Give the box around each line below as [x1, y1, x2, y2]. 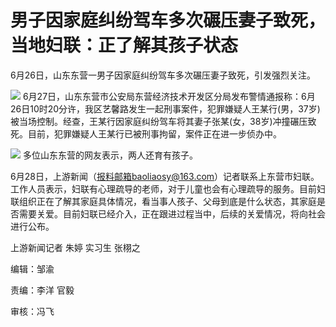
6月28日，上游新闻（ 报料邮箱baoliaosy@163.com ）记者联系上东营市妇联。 [10, 170, 320, 182]
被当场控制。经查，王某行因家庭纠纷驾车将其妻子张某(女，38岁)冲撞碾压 [10, 115, 308, 127]
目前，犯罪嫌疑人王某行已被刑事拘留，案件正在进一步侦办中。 [27, 127, 282, 140]
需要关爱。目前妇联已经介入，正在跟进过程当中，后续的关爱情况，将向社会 [18, 207, 326, 220]
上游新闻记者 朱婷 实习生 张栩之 [10, 241, 141, 253]
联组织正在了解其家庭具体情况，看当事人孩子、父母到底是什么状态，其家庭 [10, 195, 317, 207]
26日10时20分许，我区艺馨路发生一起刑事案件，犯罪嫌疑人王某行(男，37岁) [10, 102, 321, 115]
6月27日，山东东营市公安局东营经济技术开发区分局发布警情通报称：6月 [22, 90, 316, 102]
